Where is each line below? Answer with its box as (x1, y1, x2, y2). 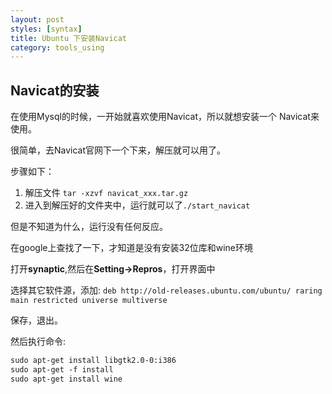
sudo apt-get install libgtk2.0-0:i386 (10, 356, 177, 366)
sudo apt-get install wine (10, 374, 123, 384)
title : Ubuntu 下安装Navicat (10, 33, 128, 43)
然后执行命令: (10, 336, 67, 348)
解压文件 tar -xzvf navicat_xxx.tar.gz (24, 187, 189, 199)
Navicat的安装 (10, 82, 100, 99)
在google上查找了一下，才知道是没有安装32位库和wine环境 (10, 242, 253, 254)
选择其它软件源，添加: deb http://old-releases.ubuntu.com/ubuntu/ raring (10, 284, 323, 296)
